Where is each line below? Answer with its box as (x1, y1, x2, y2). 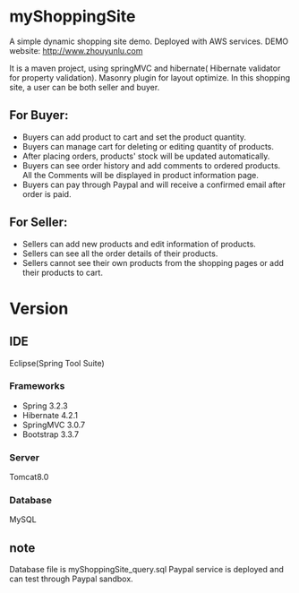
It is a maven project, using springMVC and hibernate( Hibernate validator (9, 63, 281, 73)
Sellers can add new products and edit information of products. (21, 238, 257, 249)
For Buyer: (9, 107, 69, 123)
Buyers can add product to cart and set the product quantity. (21, 132, 247, 142)
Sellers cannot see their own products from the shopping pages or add (21, 257, 285, 268)
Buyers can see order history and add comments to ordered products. (21, 159, 281, 171)
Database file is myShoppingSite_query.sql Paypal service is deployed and (9, 564, 284, 575)
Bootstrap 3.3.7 (21, 428, 79, 440)
